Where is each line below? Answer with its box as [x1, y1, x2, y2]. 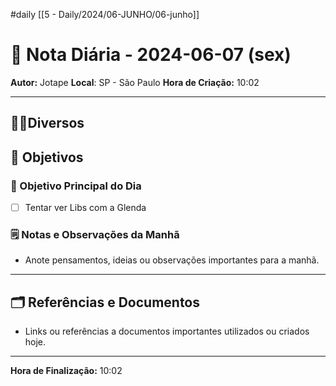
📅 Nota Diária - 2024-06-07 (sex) [10, 44, 292, 66]
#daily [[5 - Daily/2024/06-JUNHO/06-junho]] [10, 9, 200, 20]
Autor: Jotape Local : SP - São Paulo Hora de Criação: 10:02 [10, 76, 260, 88]
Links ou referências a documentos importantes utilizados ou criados [24, 325, 310, 338]
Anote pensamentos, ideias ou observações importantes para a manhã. [24, 254, 320, 266]
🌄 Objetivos [10, 149, 84, 166]
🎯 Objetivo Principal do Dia [10, 179, 142, 193]
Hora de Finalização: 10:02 [10, 365, 123, 377]
